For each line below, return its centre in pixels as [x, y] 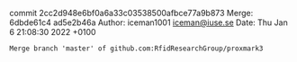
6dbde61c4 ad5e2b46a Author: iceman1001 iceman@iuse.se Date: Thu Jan [148, 22]
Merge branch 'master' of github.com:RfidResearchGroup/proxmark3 [136, 49]
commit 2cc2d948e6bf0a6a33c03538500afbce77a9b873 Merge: [131, 13]
